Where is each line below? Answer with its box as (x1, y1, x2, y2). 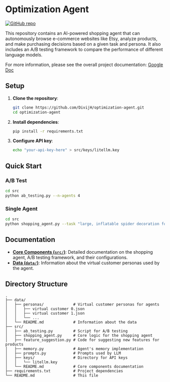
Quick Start (5, 161, 42, 170)
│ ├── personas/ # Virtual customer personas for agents (5, 302, 159, 307)
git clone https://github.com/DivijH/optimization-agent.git (12, 105, 145, 110)
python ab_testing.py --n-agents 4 (5, 193, 80, 198)
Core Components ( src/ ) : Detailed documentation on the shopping (12, 249, 153, 255)
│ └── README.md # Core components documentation (5, 364, 144, 369)
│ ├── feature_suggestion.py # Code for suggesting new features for (5, 337, 159, 343)
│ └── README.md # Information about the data (5, 320, 137, 325)
